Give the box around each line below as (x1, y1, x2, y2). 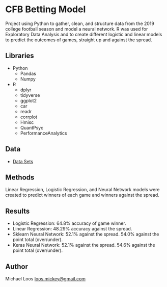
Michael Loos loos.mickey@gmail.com (5, 276, 86, 281)
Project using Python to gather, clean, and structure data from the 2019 (5, 20, 154, 27)
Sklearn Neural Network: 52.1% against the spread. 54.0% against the (12, 231, 159, 238)
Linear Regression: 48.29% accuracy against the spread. (12, 226, 132, 232)
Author (5, 262, 28, 271)
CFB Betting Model (5, 4, 86, 15)
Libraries (5, 51, 34, 60)
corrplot (20, 114, 37, 120)
